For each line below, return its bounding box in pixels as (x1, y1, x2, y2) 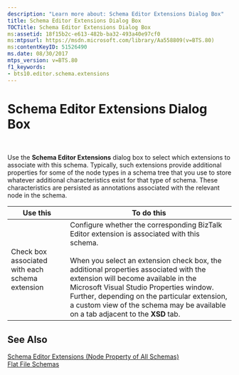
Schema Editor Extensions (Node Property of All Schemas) (7, 352, 179, 361)
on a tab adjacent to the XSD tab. (70, 309, 181, 319)
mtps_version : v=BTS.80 (7, 57, 78, 64)
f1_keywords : (7, 63, 46, 71)
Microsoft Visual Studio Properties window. (70, 282, 215, 292)
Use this (22, 208, 52, 218)
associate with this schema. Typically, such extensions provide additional (7, 161, 222, 170)
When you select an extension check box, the (70, 256, 222, 266)
